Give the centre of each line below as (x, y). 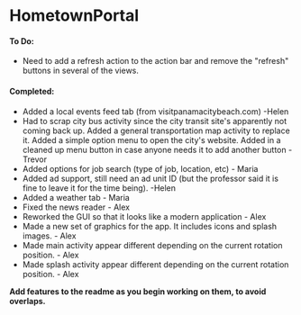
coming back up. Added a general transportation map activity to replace (156, 130)
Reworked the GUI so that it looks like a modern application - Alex (144, 216)
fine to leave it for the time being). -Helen (99, 188)
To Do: (22, 40)
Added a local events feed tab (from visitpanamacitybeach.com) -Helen (155, 111)
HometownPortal (74, 16)
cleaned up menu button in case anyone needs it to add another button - (157, 149)
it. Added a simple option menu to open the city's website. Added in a (151, 139)
